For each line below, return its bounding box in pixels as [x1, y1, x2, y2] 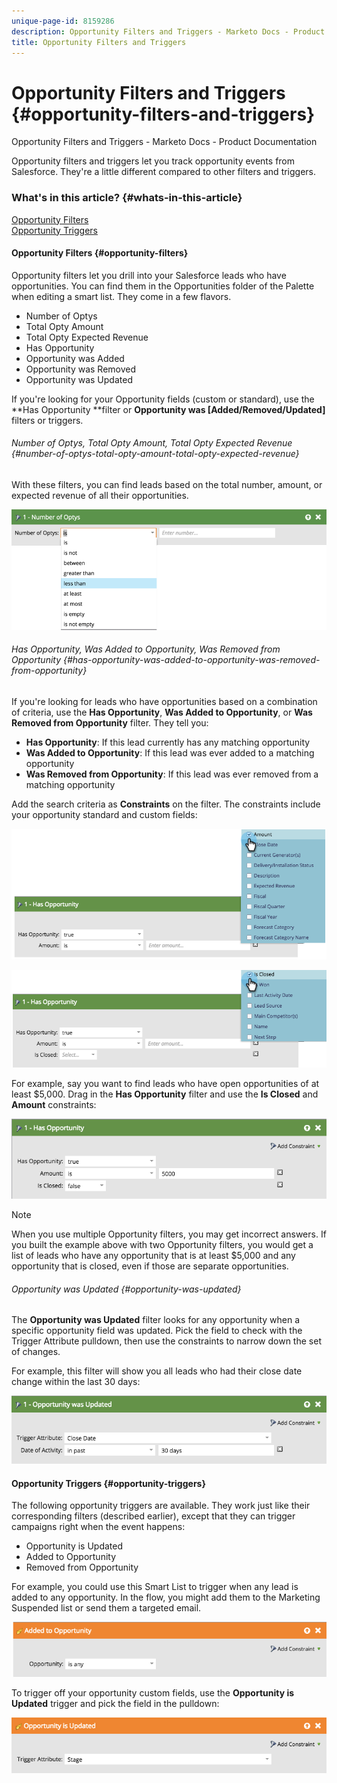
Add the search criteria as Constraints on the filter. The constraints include [11, 798, 321, 810]
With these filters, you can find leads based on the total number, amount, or [11, 479, 323, 491]
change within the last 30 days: [11, 1376, 141, 1388]
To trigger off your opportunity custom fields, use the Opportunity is [11, 1687, 295, 1699]
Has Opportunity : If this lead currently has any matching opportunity [25, 736, 311, 748]
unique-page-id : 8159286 [11, 16, 115, 26]
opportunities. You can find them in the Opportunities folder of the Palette [11, 280, 315, 292]
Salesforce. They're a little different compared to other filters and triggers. [11, 166, 317, 178]
